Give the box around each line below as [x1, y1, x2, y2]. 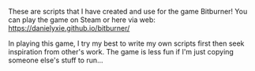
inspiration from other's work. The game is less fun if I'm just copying [8, 47, 234, 56]
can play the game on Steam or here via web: [8, 15, 156, 24]
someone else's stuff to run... [8, 55, 104, 65]
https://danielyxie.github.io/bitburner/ [8, 24, 130, 32]
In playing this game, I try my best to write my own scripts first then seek [8, 39, 245, 48]
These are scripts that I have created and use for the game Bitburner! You [8, 7, 248, 16]
